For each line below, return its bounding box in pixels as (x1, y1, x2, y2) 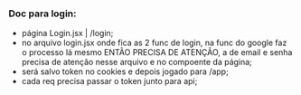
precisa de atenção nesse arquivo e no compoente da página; (21, 57, 252, 68)
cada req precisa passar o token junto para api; (21, 76, 198, 87)
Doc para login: (8, 7, 78, 20)
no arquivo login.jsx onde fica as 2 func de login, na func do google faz (21, 37, 287, 48)
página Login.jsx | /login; (21, 28, 114, 39)
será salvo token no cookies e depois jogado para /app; (21, 66, 230, 77)
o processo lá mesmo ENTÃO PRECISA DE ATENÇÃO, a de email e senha (21, 47, 293, 58)
